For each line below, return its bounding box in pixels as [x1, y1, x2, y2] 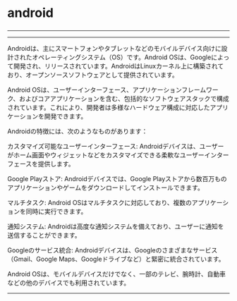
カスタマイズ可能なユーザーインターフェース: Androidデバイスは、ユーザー [7, 142, 224, 151]
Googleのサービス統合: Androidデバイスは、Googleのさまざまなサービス [7, 246, 218, 254]
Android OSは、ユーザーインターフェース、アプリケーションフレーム [7, 86, 207, 94]
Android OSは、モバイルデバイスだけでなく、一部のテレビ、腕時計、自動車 [7, 270, 226, 278]
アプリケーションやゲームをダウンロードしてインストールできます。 [7, 183, 205, 192]
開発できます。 [44, 112, 87, 121]
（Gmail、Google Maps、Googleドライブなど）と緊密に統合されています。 [7, 255, 225, 264]
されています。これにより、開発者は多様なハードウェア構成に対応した [7, 104, 210, 112]
